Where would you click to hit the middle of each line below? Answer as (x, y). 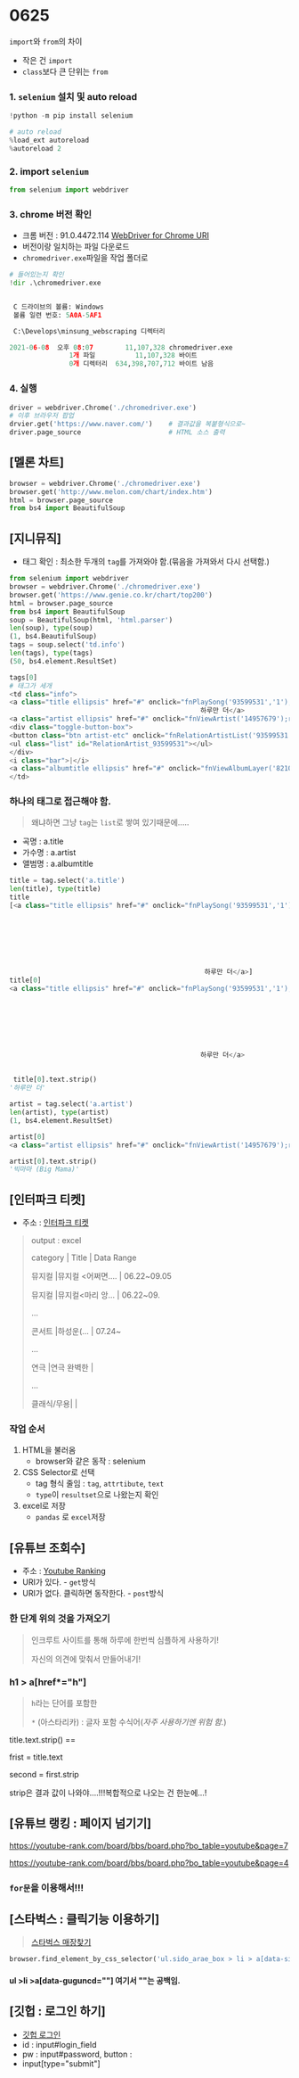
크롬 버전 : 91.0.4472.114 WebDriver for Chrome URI (116, 235)
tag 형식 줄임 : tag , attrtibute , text (100, 1484)
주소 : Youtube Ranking (64, 1571)
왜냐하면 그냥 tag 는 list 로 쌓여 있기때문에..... (110, 822)
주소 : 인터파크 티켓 (55, 1223)
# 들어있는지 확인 (37, 275)
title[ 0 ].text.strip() (55, 1080)
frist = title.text (36, 1757)
